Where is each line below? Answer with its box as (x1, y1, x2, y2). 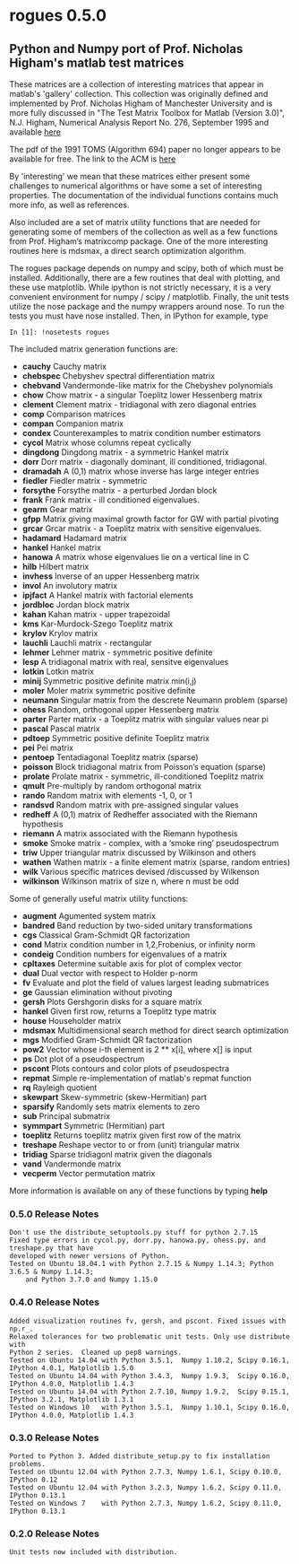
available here (9, 127, 61, 137)
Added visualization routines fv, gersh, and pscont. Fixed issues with (9, 1316, 286, 1325)
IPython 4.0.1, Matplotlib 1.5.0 (9, 1363, 134, 1373)
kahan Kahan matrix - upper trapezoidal (21, 609, 170, 619)
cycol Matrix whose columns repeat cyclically (21, 437, 192, 448)
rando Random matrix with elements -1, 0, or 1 (21, 791, 192, 800)
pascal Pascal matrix (21, 723, 100, 734)
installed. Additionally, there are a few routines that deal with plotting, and (9, 273, 280, 283)
